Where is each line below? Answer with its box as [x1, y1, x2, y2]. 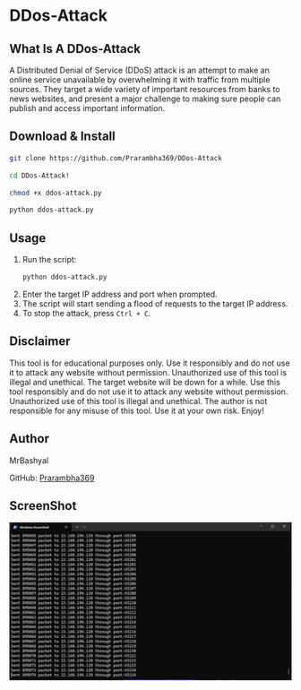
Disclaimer [9, 333, 71, 349]
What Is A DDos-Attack [9, 41, 142, 56]
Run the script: [21, 254, 77, 265]
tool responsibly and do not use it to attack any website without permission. [9, 386, 288, 397]
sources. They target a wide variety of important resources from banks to [9, 84, 280, 94]
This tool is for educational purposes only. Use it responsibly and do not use [9, 358, 290, 368]
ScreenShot [9, 498, 77, 513]
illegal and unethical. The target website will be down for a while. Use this [9, 376, 280, 387]
